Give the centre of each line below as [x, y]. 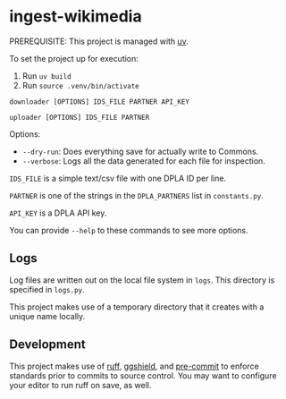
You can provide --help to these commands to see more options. [129, 230]
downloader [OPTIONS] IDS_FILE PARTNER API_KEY [100, 102]
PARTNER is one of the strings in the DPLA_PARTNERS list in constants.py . [136, 195]
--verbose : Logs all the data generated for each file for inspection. [143, 161]
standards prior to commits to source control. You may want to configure [143, 375]
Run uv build [46, 76]
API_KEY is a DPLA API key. [58, 213]
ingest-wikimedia [76, 17]
